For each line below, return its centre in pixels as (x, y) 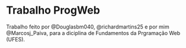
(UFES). (16, 39)
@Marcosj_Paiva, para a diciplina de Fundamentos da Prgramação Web (93, 33)
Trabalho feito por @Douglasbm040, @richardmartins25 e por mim (88, 27)
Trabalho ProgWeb (53, 10)
